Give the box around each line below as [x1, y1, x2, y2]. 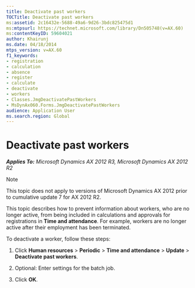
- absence [6, 69, 31, 75]
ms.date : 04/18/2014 [6, 42, 57, 48]
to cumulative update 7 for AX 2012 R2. [6, 193, 102, 201]
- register [6, 75, 33, 80]
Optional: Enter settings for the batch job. [14, 264, 115, 272]
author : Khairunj [6, 36, 49, 42]
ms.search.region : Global [6, 113, 70, 119]
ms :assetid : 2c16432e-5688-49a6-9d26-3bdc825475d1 [6, 20, 134, 25]
